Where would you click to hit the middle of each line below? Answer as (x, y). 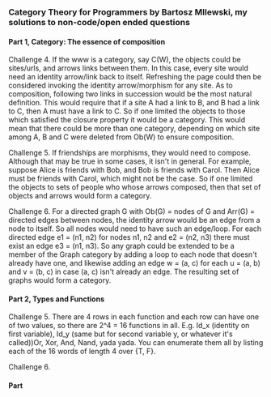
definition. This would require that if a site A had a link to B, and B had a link (134, 103)
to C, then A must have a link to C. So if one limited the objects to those (127, 111)
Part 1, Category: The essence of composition (87, 41)
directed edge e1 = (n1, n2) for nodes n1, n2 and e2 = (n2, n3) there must (129, 237)
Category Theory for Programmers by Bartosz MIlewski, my (128, 12)
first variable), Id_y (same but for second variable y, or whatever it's (121, 334)
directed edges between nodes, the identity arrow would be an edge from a (134, 220)
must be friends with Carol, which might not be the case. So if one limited (131, 179)
